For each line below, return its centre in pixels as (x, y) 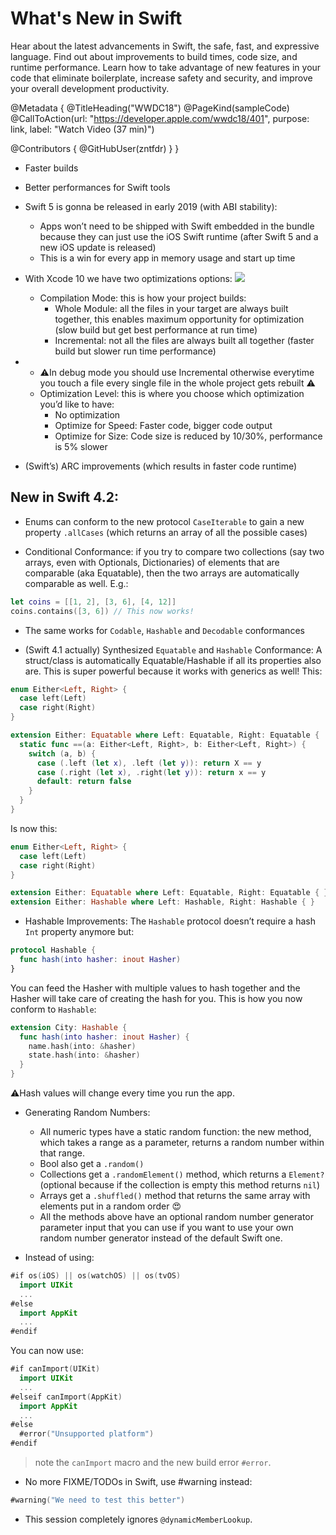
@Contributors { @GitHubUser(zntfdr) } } (95, 148)
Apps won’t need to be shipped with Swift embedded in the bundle (177, 226)
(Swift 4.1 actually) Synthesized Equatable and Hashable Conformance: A (173, 649)
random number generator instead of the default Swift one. (161, 1238)
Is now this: (34, 828)
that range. (62, 1153)
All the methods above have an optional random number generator (176, 1216)
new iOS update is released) (98, 247)
